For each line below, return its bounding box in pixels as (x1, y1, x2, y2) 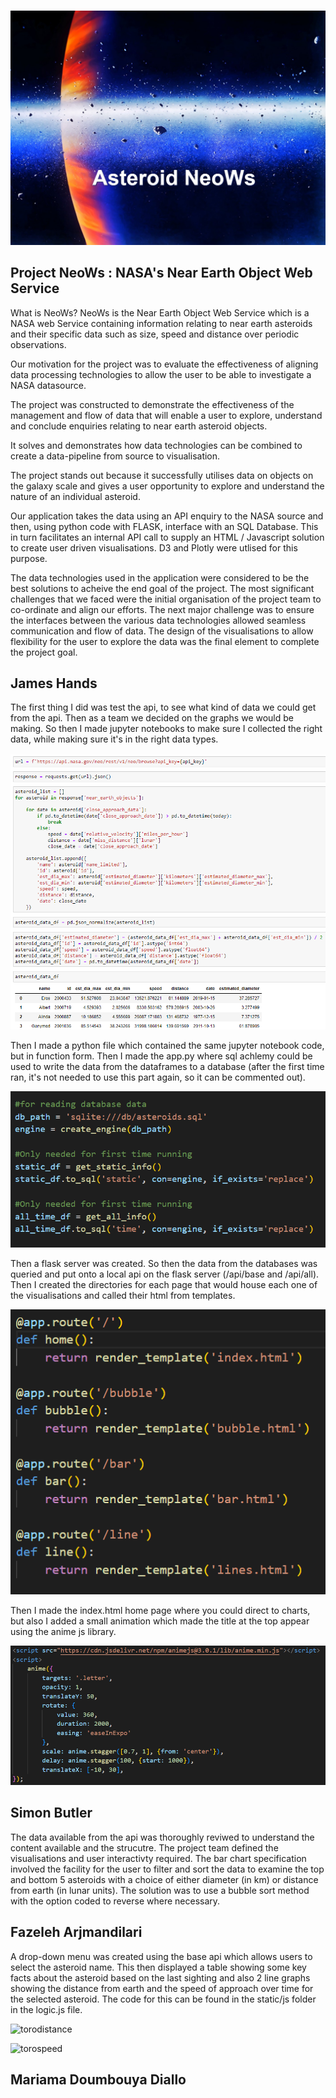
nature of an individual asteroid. (10, 490, 141, 502)
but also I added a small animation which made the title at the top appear (10, 1615, 310, 1627)
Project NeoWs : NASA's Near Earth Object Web (10, 265, 313, 282)
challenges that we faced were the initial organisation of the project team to (10, 593, 322, 605)
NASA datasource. (10, 379, 87, 391)
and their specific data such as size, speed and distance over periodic (10, 328, 300, 340)
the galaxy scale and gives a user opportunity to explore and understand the (10, 480, 325, 492)
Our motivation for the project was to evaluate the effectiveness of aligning (10, 358, 319, 370)
